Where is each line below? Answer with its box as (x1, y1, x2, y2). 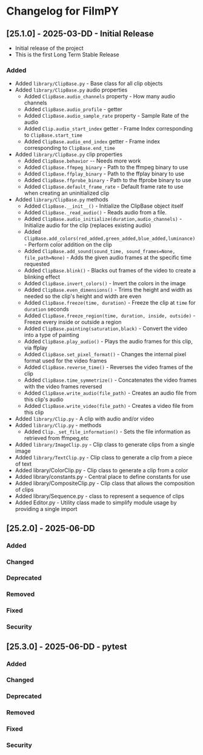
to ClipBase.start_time (24, 132, 83, 139)
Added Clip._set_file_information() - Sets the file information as (24, 428, 191, 435)
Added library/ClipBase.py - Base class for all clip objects (15, 80, 163, 87)
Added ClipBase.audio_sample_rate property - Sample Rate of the (24, 112, 189, 120)
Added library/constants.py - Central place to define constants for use (15, 473, 191, 481)
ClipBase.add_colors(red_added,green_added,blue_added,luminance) (24, 235, 196, 242)
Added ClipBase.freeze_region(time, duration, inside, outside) (24, 312, 192, 319)
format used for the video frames (24, 357, 107, 365)
